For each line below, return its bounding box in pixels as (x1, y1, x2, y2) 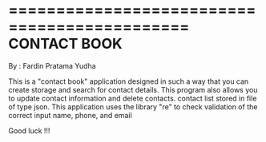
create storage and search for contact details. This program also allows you (8, 85, 258, 94)
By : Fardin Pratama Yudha (8, 61, 96, 70)
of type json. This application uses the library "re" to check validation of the (8, 101, 258, 112)
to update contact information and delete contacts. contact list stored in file (8, 93, 257, 103)
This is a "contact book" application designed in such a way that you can (8, 77, 249, 86)
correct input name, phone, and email (8, 110, 132, 120)
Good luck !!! (8, 125, 50, 136)
